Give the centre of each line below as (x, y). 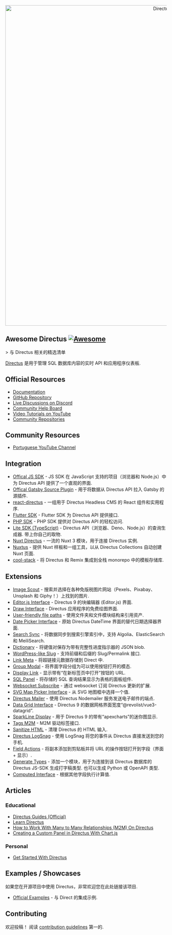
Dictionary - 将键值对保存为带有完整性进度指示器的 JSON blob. (79, 647)
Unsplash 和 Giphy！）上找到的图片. (51, 596)
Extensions (24, 576)
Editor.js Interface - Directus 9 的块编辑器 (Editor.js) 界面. (73, 602)
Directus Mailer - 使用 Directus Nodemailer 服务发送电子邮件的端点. (84, 699)
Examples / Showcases (43, 874)
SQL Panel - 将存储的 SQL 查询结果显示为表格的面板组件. (73, 679)
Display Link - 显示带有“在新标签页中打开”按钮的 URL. (69, 673)
